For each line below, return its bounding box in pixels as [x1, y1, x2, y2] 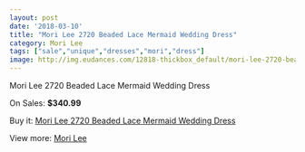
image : [9, 55, 34, 64]
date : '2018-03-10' [9, 22, 84, 31]
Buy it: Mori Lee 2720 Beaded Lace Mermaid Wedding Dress [9, 115, 236, 126]
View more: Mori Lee [9, 133, 88, 143]
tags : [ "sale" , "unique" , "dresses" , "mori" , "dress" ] [9, 47, 205, 56]
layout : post [9, 13, 59, 23]
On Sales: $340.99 [9, 98, 82, 109]
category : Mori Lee [9, 38, 84, 48]
